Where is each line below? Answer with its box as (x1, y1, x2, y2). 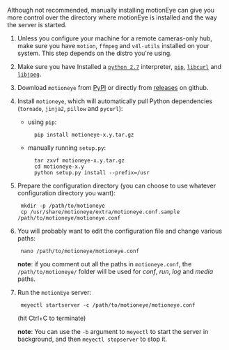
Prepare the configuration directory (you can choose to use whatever (17, 181, 216, 190)
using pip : (27, 118, 57, 126)
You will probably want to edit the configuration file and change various (17, 227, 223, 235)
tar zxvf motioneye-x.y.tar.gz (33, 157, 125, 164)
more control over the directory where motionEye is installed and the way (7, 13, 217, 22)
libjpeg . (17, 70, 42, 78)
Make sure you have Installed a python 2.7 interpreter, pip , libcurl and (17, 63, 221, 70)
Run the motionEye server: (17, 289, 92, 296)
